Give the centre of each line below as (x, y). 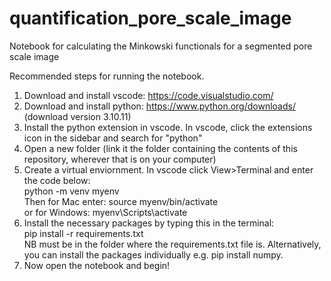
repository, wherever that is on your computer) (120, 159)
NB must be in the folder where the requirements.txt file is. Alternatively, (172, 244)
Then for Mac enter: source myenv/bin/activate (121, 201)
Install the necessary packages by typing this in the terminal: (149, 223)
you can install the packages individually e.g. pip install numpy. (153, 254)
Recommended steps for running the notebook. (107, 76)
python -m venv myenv (71, 191)
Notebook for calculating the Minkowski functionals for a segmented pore (161, 46)
